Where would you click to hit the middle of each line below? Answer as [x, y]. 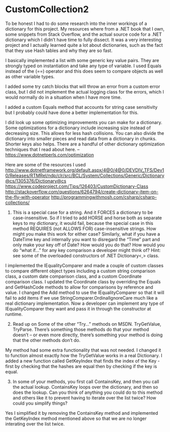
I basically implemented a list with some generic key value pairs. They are [82, 60]
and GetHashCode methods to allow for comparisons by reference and [79, 287]
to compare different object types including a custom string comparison [80, 271]
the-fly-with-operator [28, 197]
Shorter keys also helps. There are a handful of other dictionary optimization [85, 144]
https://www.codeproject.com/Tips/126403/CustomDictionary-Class [77, 186]
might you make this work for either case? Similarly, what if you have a [86, 234]
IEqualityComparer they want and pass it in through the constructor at [78, 308]
